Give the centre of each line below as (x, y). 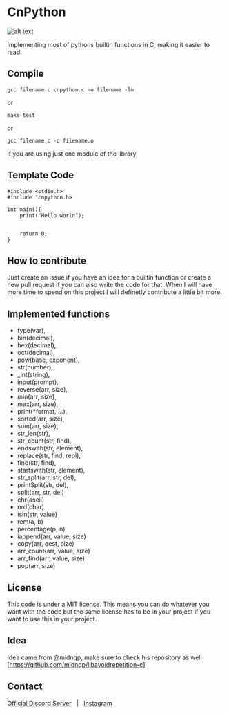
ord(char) (31, 507)
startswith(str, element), (51, 470)
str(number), (35, 367)
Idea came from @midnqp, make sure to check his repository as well (104, 657)
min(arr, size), (37, 397)
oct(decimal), (36, 353)
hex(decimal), (37, 345)
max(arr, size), (38, 404)
